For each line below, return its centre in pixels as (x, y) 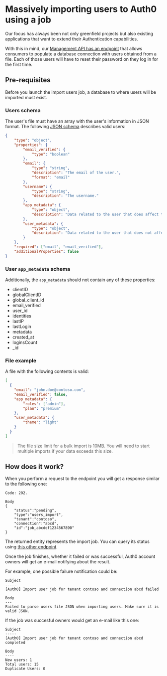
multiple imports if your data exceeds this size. (65, 451)
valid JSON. (17, 611)
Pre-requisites (28, 80)
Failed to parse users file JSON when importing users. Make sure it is (82, 607)
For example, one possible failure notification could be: (61, 571)
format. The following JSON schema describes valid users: (65, 127)
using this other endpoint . (32, 547)
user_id (20, 311)
